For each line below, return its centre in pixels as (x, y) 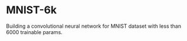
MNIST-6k (32, 10)
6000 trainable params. (34, 32)
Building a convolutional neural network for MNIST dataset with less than (93, 26)
